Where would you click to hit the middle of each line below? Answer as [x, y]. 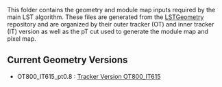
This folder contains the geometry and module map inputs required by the [111, 10]
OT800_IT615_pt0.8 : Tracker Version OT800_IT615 [89, 76]
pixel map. [22, 39]
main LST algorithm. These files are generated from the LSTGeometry [106, 17]
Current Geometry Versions [67, 60]
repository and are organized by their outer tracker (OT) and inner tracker [111, 24]
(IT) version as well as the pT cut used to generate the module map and [108, 31]
